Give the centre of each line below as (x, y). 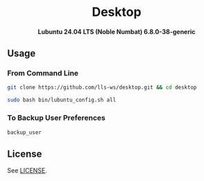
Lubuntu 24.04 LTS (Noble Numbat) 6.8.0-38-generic (117, 31)
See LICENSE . (27, 171)
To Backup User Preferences (57, 118)
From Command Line (43, 74)
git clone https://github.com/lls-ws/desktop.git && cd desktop (102, 87)
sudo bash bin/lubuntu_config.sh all (62, 100)
